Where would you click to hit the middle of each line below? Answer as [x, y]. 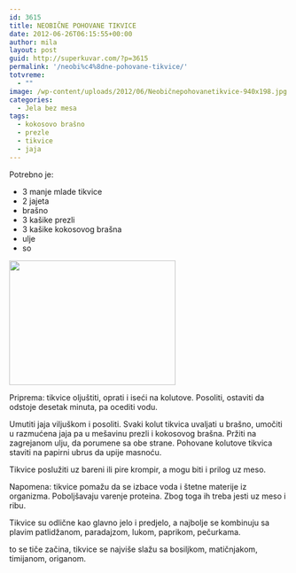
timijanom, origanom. [48, 558]
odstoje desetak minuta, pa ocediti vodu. [83, 407]
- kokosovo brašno [51, 125]
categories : [31, 100]
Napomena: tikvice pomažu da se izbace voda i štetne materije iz [128, 486]
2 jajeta [35, 201]
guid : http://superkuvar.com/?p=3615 [79, 58]
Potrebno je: [31, 174]
